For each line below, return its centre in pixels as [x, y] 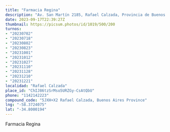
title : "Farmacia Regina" [33, 10]
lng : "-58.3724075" [26, 105]
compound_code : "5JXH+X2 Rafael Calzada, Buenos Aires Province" [76, 100]
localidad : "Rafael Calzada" [36, 86]
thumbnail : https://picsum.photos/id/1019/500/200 [60, 24]
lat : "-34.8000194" [26, 110]
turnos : [14, 29]
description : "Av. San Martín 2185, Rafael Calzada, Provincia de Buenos [86, 15]
